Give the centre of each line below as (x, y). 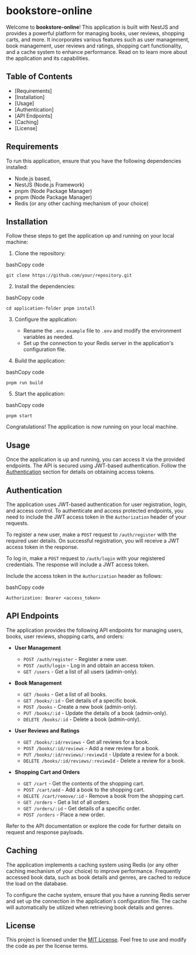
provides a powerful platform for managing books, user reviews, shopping (95, 33)
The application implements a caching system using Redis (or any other (92, 865)
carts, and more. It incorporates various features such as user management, (98, 39)
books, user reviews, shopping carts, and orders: (65, 636)
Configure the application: (46, 319)
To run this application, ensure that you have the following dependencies (94, 161)
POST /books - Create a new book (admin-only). (80, 707)
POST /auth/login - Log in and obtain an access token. (89, 665)
